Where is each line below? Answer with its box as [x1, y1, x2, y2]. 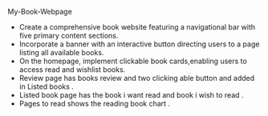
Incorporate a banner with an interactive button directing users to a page [18, 39, 260, 49]
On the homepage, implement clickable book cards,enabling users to [18, 56, 248, 66]
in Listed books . [18, 82, 74, 91]
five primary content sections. [18, 31, 119, 40]
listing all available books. [18, 48, 104, 57]
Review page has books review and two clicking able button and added [18, 74, 255, 82]
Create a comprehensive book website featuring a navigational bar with [18, 22, 256, 31]
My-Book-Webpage [7, 7, 73, 16]
